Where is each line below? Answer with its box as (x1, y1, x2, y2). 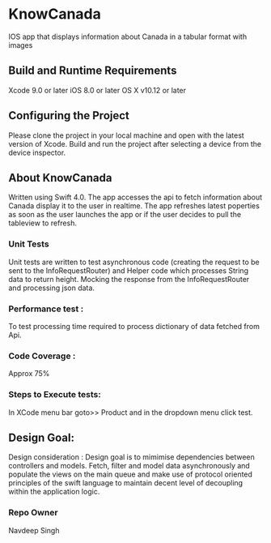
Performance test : (8, 303, 84, 314)
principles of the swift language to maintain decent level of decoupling (8, 478, 243, 488)
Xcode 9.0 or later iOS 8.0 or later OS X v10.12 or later (8, 85, 187, 95)
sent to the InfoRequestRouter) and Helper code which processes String (8, 265, 249, 276)
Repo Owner (8, 507, 58, 519)
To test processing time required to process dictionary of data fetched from (8, 321, 260, 331)
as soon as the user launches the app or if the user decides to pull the (8, 210, 241, 220)
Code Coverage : (8, 350, 76, 361)
